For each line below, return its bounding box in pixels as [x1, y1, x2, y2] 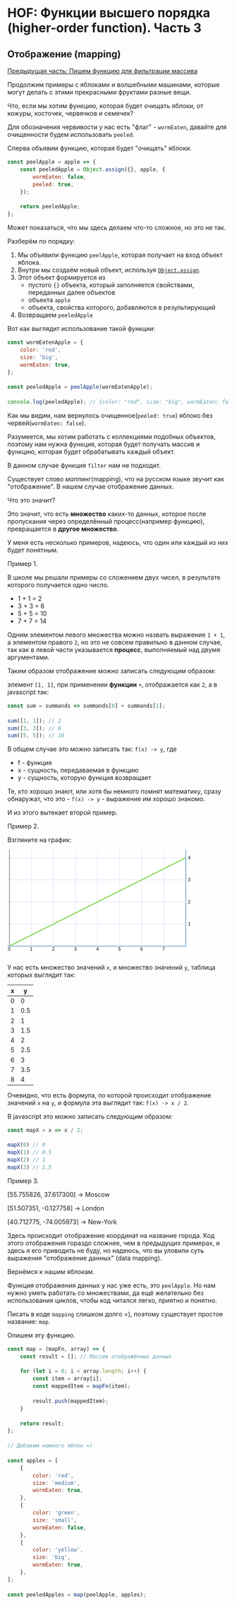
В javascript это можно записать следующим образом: [7, 1112, 173, 1120]
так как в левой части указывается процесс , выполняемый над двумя [7, 645, 221, 654]
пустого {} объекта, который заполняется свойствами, [28, 281, 195, 289]
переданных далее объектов [28, 288, 116, 296]
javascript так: [7, 687, 49, 696]
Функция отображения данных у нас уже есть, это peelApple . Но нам [7, 1281, 216, 1290]
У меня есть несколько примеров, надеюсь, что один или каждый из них [7, 538, 229, 546]
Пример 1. [7, 559, 38, 567]
